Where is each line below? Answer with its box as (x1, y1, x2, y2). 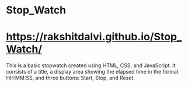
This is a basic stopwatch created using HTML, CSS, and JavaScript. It (6, 62, 176, 69)
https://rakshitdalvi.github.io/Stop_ (6, 30, 182, 44)
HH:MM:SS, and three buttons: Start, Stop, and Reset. (6, 74, 135, 82)
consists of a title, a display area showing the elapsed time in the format (6, 68, 179, 75)
